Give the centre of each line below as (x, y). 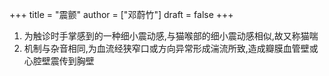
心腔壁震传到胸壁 (59, 61)
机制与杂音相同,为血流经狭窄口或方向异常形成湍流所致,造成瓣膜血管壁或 (171, 48)
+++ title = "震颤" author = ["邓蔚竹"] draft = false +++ (121, 14)
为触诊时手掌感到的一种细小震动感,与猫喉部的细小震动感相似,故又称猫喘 (171, 36)
